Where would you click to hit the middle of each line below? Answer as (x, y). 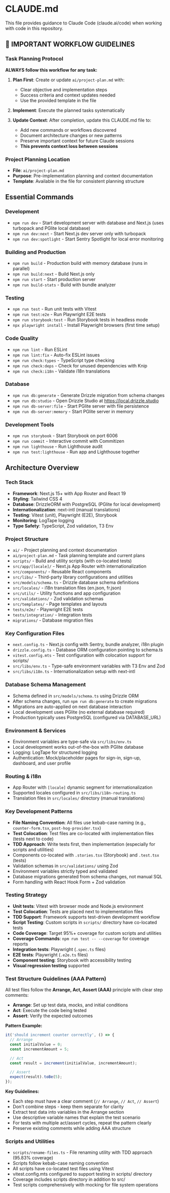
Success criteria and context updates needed (68, 95)
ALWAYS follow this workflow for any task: (51, 70)
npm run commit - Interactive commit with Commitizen (68, 441)
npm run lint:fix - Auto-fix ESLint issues (56, 355)
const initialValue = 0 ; (36, 1044)
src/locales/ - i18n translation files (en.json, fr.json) (67, 588)
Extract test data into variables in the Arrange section (68, 1112)
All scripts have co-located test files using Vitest (63, 1169)
